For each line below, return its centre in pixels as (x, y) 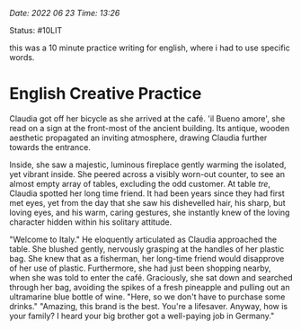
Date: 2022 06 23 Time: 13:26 (65, 13)
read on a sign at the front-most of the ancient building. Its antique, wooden (150, 128)
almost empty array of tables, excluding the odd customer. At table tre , (140, 183)
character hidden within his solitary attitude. (91, 222)
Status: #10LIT (36, 30)
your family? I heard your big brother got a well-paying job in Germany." (142, 316)
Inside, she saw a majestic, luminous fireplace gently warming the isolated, (148, 165)
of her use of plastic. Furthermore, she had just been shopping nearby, (140, 268)
